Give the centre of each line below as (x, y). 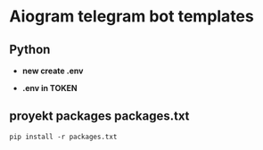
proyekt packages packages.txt (99, 117)
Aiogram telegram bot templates (131, 17)
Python (30, 50)
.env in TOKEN (49, 88)
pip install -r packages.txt (63, 137)
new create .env (53, 71)
